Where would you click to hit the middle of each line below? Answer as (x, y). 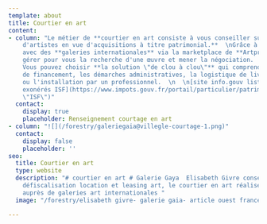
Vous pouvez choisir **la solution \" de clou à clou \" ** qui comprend (142, 68)
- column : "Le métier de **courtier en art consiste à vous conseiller (129, 38)
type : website (39, 171)
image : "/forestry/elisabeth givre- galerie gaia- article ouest (126, 200)
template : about (35, 15)
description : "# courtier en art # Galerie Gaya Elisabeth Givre (128, 178)
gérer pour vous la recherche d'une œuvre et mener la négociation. (138, 60)
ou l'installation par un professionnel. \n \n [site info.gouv (133, 82)
